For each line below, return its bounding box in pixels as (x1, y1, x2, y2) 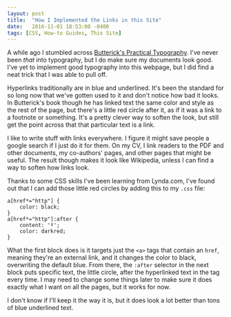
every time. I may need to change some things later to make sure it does (7, 275, 212, 284)
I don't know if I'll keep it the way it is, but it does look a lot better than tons (7, 296, 221, 305)
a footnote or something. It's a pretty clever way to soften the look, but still (7, 114, 219, 122)
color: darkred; (19, 228, 67, 235)
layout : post (7, 10, 45, 17)
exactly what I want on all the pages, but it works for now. (7, 283, 171, 291)
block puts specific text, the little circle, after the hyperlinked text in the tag (7, 268, 220, 277)
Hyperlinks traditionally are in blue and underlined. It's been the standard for (7, 84, 224, 92)
